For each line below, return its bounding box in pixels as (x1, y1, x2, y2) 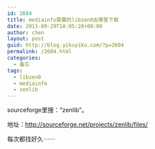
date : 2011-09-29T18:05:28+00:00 (7, 23, 103, 29)
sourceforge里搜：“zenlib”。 (7, 106, 88, 114)
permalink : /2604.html (7, 49, 72, 55)
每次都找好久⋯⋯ (7, 135, 56, 144)
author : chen (7, 29, 45, 36)
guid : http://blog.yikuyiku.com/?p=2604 (7, 42, 125, 49)
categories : (7, 55, 41, 62)
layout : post (7, 36, 45, 42)
